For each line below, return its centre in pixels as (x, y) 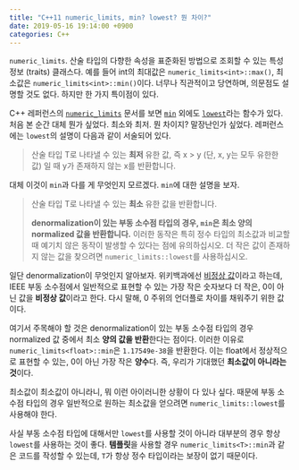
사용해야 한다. (33, 414)
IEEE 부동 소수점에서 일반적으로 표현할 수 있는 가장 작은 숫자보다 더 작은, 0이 (142, 286)
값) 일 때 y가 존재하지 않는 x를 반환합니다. (104, 166)
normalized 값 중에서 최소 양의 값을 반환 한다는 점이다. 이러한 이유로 (127, 339)
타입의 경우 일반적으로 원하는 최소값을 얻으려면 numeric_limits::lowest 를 (155, 403)
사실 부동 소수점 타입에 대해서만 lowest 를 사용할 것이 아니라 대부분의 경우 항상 (145, 433)
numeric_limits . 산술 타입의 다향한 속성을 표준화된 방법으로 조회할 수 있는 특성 (146, 61)
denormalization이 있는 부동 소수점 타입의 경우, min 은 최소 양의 (141, 223)
